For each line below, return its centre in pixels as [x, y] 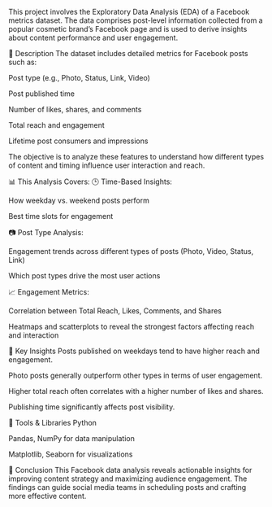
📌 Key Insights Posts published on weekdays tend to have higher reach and [134, 351]
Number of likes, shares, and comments [75, 109]
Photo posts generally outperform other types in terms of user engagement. [136, 375]
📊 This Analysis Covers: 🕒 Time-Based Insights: [91, 181]
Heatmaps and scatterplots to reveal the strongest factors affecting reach [131, 326]
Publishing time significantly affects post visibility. [92, 407]
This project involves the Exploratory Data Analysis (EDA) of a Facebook [129, 12]
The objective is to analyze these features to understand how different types [136, 157]
